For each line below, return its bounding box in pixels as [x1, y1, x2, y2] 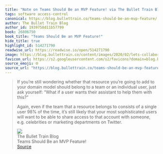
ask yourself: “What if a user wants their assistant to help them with [16, 89, 152, 95]
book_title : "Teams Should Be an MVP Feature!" [5, 34, 103, 39]
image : [5, 52, 18, 57]
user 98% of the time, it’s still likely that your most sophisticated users [16, 109, 157, 114]
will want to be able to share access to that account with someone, [16, 114, 151, 120]
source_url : [5, 66, 29, 71]
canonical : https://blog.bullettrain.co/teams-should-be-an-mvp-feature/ [5, 16, 158, 21]
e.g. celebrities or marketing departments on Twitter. [16, 119, 122, 125]
